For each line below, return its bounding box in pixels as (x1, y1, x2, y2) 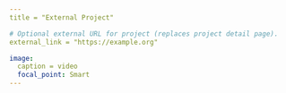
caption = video (17, 62, 78, 72)
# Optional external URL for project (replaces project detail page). (9, 29, 279, 38)
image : (9, 54, 34, 63)
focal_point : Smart (17, 71, 91, 80)
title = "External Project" (9, 13, 115, 22)
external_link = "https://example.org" (9, 38, 159, 46)
